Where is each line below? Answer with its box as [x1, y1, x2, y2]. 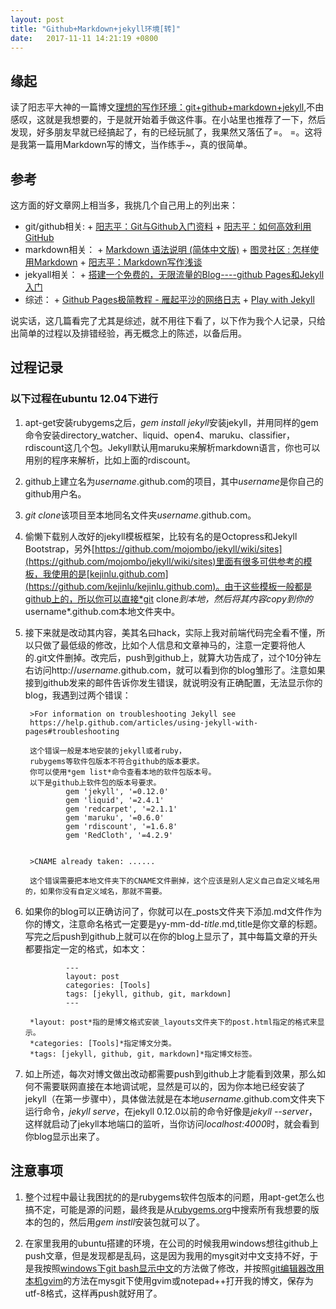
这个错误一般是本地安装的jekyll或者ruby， [29, 746, 187, 756]
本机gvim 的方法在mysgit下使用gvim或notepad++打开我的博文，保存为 [24, 1274, 314, 1286]
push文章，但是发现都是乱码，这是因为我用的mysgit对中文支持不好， [24, 1249, 310, 1261]
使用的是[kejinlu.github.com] [51, 567, 169, 580]
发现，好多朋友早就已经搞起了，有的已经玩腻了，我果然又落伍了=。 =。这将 [10, 126, 323, 138]
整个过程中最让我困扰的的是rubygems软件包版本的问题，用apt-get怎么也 [24, 1191, 325, 1203]
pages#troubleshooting [24, 726, 120, 736]
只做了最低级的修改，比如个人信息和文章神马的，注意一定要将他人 [33, 639, 306, 651]
